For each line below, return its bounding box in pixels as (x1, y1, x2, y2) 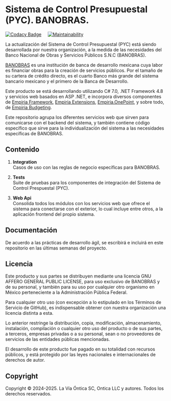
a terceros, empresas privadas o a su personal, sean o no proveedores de (5, 331, 161, 337)
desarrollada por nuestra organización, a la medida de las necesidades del (5, 46, 162, 53)
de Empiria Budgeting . (5, 104, 52, 110)
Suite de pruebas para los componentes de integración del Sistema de (12, 180, 161, 186)
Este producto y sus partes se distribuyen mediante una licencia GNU (5, 273, 152, 279)
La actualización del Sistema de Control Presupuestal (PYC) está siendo (5, 41, 157, 47)
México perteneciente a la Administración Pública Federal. (5, 289, 128, 295)
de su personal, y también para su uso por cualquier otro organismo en (5, 284, 155, 290)
